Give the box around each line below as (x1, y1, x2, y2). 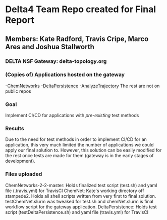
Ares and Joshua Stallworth (5, 42, 95, 51)
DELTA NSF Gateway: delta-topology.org (5, 57, 107, 64)
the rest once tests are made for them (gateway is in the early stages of (5, 153, 154, 159)
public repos (5, 88, 31, 94)
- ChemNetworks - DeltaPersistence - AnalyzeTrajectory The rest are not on (5, 83, 160, 89)
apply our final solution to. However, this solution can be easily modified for (5, 147, 162, 153)
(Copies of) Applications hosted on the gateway (5, 71, 125, 78)
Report (5, 14, 34, 26)
